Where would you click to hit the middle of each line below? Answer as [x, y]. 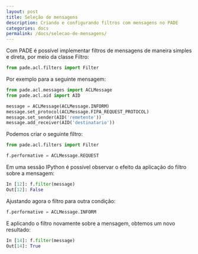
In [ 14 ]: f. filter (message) [41, 240]
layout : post [22, 12]
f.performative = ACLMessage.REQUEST [53, 156]
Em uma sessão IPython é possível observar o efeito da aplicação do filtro [96, 167]
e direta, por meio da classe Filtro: [48, 57]
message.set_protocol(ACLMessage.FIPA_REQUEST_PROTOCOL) [78, 112]
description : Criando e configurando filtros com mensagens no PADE [92, 23]
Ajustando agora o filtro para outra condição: [61, 201]
